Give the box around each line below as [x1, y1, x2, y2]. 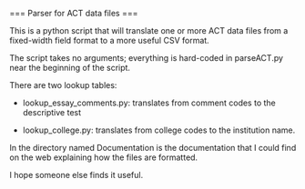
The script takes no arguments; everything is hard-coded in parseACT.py [9, 53, 284, 63]
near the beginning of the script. [9, 63, 130, 73]
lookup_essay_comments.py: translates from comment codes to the [22, 97, 276, 108]
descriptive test [22, 107, 82, 117]
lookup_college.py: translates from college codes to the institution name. [22, 124, 296, 135]
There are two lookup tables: [9, 80, 117, 90]
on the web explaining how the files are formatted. [9, 152, 198, 163]
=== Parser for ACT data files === [9, 8, 138, 18]
